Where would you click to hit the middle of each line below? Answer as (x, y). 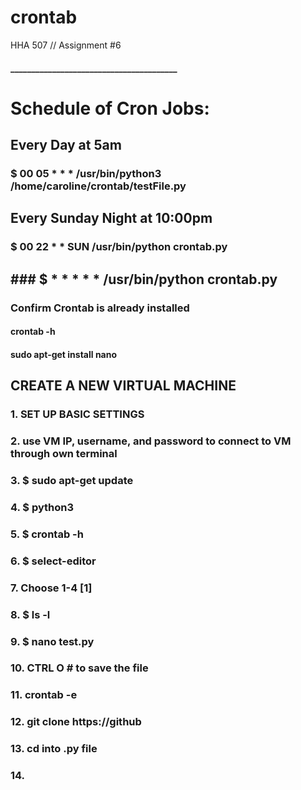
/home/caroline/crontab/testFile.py (98, 186)
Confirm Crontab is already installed (100, 308)
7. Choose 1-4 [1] (51, 588)
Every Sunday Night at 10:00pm (111, 218)
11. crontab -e (44, 695)
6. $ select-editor (53, 561)
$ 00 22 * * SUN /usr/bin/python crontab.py (119, 247)
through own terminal (64, 454)
